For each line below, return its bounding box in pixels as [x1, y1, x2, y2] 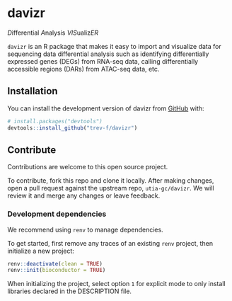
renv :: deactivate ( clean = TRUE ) [7, 260, 103, 267]
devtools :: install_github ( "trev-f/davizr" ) [7, 124, 138, 132]
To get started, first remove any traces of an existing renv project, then [7, 239, 214, 247]
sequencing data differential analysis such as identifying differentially [7, 50, 209, 58]
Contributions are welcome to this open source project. [7, 163, 168, 171]
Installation [7, 85, 58, 97]
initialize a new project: [7, 246, 74, 255]
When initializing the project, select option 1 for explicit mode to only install [7, 280, 226, 288]
